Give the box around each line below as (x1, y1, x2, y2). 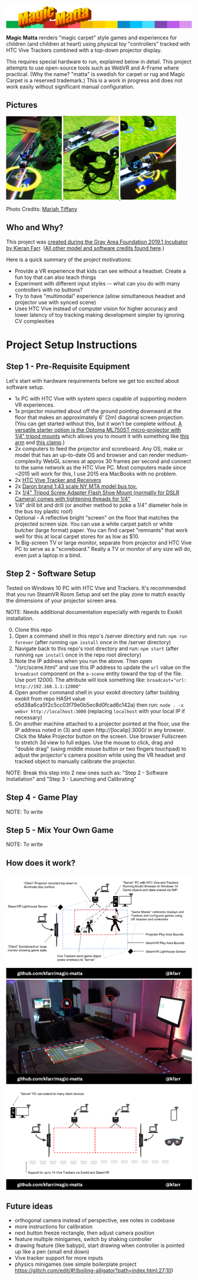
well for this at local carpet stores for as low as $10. (14, 533, 140, 540)
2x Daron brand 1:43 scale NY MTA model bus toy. (14, 483, 137, 490)
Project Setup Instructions (6, 339, 137, 352)
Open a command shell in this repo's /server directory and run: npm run (14, 632, 187, 639)
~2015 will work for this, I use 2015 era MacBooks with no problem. (14, 470, 178, 477)
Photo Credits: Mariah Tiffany (6, 206, 78, 213)
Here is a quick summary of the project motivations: (6, 256, 132, 263)
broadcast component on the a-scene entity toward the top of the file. (14, 669, 183, 677)
